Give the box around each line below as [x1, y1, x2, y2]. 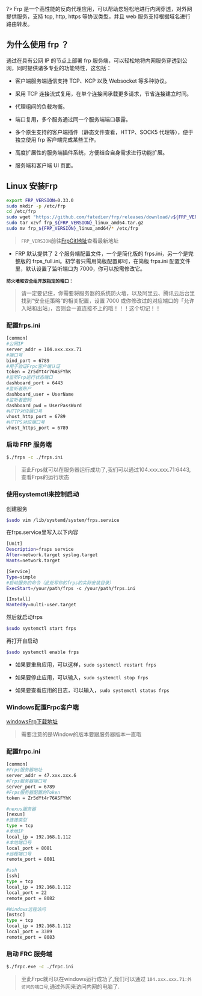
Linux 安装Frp [6, 181, 58, 191]
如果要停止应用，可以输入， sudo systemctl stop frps [14, 673, 148, 680]
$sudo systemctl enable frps [6, 649, 79, 656]
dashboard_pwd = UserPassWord [6, 402, 82, 408]
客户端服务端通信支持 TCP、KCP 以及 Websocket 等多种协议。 [14, 77, 170, 84]
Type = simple [6, 574, 36, 580]
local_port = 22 [6, 889, 47, 896]
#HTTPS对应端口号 [6, 419, 45, 425]
